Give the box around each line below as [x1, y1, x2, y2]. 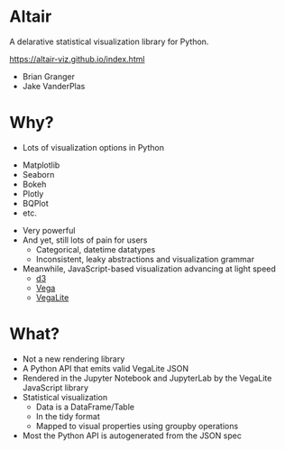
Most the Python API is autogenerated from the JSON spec [22, 430, 242, 441]
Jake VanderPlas [22, 80, 86, 91]
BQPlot [22, 197, 49, 208]
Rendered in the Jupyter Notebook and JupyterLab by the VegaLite [22, 372, 272, 383]
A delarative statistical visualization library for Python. [9, 36, 209, 47]
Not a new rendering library [22, 354, 125, 364]
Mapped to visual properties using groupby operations [35, 420, 239, 431]
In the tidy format [35, 410, 101, 421]
